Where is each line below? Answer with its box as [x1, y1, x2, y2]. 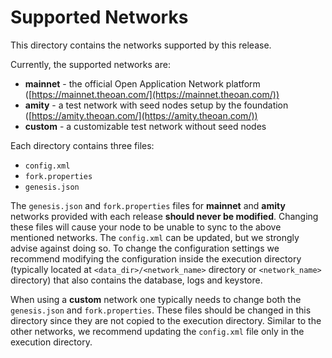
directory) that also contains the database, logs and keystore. [10, 274, 263, 286]
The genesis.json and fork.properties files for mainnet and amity [10, 199, 286, 211]
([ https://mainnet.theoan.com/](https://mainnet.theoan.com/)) [24, 88, 280, 100]
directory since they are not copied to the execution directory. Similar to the [10, 314, 322, 326]
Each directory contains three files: [10, 139, 155, 151]
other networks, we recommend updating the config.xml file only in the [10, 325, 305, 337]
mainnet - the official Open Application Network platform [24, 77, 261, 90]
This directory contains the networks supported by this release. [10, 39, 272, 51]
